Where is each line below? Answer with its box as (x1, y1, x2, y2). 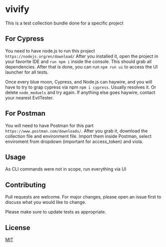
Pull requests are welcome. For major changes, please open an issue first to (5, 194, 161, 200)
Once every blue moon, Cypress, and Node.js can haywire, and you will (5, 78, 152, 84)
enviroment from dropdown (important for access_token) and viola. (5, 138, 143, 144)
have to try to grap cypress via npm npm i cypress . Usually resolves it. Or (5, 84, 156, 90)
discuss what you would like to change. (5, 199, 86, 205)
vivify (5, 3, 29, 15)
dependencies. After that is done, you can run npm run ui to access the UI (5, 63, 158, 69)
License (5, 223, 30, 232)
